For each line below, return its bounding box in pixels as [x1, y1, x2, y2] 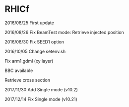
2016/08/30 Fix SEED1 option [4, 38, 64, 45]
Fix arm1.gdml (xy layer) [4, 58, 54, 64]
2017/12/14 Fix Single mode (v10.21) [4, 96, 77, 102]
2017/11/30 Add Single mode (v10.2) [4, 86, 78, 92]
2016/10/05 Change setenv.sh [4, 48, 65, 54]
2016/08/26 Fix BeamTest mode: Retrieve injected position [4, 29, 125, 35]
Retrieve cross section [4, 77, 51, 83]
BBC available [4, 68, 33, 73]
